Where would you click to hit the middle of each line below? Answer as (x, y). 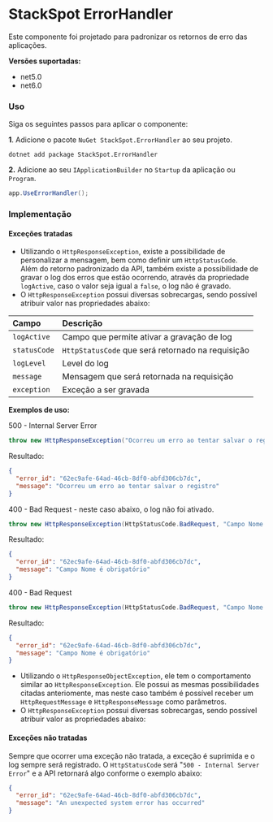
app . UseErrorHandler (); (49, 193)
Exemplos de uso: (39, 410)
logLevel (29, 363)
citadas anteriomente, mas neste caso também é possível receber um (137, 693)
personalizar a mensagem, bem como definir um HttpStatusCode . (129, 260)
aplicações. (28, 45)
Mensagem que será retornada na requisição (148, 377)
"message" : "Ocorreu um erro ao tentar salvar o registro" (118, 486)
